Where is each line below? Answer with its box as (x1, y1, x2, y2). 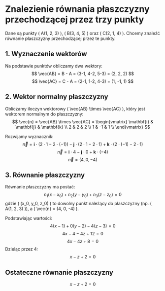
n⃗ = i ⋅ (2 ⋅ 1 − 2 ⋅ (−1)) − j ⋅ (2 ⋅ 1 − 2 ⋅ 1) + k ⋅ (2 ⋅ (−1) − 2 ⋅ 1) (22, 141, 143, 147)
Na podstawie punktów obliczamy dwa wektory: (5, 63, 102, 69)
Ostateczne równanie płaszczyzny (5, 268, 113, 277)
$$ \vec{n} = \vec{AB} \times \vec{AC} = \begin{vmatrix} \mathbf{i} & (12, 118, 154, 124)
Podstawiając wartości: (5, 216, 53, 221)
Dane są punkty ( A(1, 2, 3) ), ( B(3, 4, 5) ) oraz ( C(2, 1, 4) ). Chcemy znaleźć (5, 30, 160, 36)
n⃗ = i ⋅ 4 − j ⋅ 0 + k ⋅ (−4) (57, 149, 108, 155)
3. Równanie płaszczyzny (5, 171, 85, 179)
